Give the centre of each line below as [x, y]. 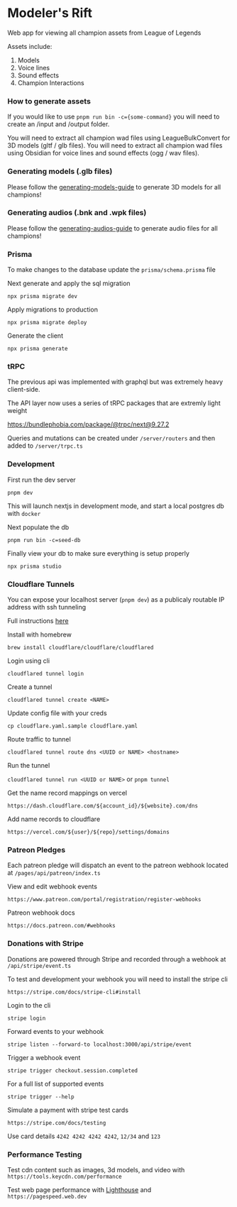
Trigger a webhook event [44, 1057]
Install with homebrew [40, 635]
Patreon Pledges [37, 849]
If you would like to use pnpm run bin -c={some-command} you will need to [114, 117]
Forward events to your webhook [56, 1031]
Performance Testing [45, 1154]
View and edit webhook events [53, 887]
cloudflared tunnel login [45, 674]
